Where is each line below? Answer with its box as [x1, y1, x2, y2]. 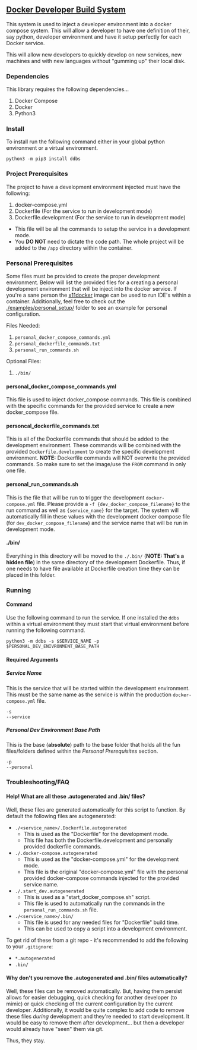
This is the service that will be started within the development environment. [6, 684, 190, 691]
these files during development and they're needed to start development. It [6, 1013, 190, 1020]
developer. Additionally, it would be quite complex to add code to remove [6, 1006, 185, 1013]
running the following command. [6, 627, 85, 634]
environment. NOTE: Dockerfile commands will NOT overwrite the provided [6, 454, 190, 461]
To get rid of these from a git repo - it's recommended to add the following [6, 936, 189, 944]
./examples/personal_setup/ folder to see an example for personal [6, 304, 167, 311]
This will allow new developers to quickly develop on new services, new [6, 51, 182, 58]
